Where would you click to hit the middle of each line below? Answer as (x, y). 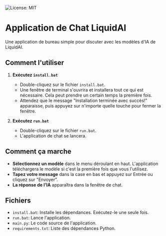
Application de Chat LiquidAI (66, 28)
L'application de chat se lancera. (53, 135)
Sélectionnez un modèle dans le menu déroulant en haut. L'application (85, 163)
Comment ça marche (38, 152)
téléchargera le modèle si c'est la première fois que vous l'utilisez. (80, 169)
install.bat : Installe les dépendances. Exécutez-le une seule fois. (81, 212)
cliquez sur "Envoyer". (35, 179)
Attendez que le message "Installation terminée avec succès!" (83, 100)
